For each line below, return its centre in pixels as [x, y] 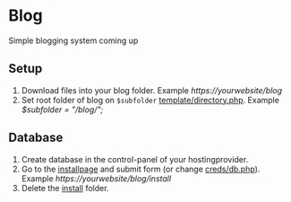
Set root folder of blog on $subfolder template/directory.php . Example [150, 100]
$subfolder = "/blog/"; [62, 110]
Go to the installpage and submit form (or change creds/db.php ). [141, 169]
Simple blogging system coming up [73, 40]
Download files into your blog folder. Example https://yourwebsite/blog [152, 90]
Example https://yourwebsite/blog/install [96, 178]
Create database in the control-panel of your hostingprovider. [135, 159]
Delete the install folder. [65, 188]
